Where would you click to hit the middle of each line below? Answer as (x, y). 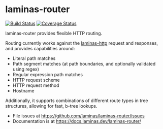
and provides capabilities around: (40, 48)
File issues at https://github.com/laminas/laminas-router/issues (78, 116)
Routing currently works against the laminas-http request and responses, (82, 43)
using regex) (26, 69)
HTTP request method (36, 85)
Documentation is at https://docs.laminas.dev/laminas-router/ (77, 121)
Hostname (23, 90)
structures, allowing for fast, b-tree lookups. (51, 106)
